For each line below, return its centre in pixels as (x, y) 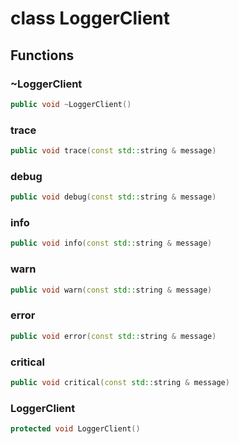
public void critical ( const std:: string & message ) (120, 382)
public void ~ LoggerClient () (71, 104)
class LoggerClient (90, 18)
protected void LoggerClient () (75, 429)
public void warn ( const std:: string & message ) (111, 290)
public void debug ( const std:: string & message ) (113, 197)
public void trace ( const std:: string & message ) (113, 151)
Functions (42, 55)
